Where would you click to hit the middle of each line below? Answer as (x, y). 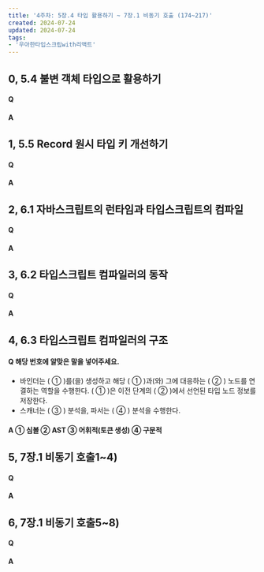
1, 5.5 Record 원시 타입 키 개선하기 (88, 144)
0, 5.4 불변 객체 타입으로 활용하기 (85, 79)
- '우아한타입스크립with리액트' (52, 45)
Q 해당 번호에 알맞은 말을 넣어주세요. (64, 362)
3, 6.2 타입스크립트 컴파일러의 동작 (88, 275)
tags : (17, 37)
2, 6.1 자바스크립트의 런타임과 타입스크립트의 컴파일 (126, 209)
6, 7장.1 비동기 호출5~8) (64, 523)
